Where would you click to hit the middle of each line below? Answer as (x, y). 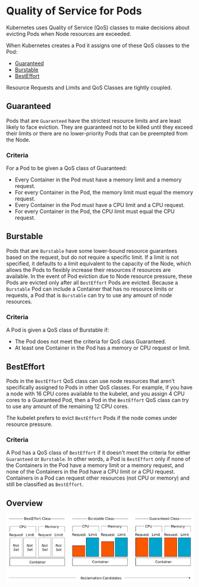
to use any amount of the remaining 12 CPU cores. (68, 406)
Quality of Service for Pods (74, 11)
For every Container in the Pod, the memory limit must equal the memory (104, 193)
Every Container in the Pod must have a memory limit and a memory (98, 180)
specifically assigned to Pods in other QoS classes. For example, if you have (99, 387)
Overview (25, 503)
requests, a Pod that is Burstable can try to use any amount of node (89, 295)
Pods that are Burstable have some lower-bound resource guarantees (92, 251)
